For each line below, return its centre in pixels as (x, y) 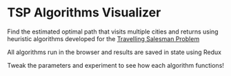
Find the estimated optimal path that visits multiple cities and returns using (113, 31)
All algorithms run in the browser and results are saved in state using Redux (114, 52)
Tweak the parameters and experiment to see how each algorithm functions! (115, 65)
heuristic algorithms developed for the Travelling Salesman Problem (103, 38)
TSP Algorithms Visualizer (84, 13)
